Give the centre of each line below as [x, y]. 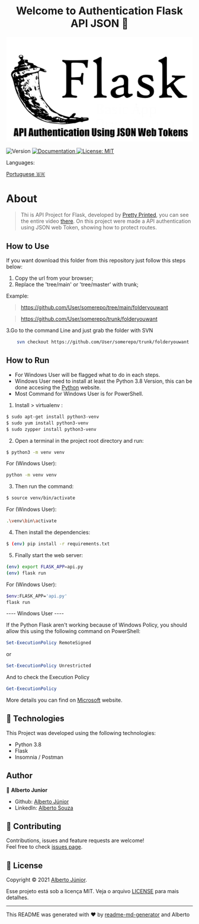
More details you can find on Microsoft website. [64, 700]
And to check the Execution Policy [48, 677]
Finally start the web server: [49, 555]
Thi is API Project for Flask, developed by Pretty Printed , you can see [105, 215]
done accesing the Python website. [58, 387]
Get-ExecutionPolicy [32, 689]
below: [14, 267]
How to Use [28, 246]
